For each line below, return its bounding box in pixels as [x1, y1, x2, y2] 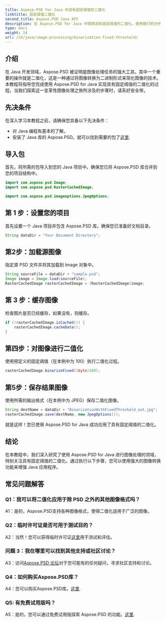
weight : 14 [5, 30, 28, 35]
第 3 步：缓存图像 [5, 296, 58, 304]
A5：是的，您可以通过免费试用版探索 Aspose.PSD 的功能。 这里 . [5, 612, 135, 618]
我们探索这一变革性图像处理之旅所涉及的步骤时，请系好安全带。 [18, 87, 148, 93]
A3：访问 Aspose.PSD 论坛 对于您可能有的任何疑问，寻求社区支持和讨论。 [5, 559, 154, 566]
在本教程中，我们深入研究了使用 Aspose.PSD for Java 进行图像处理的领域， [5, 451, 159, 457]
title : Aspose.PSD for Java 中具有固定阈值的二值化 [5, 7, 106, 12]
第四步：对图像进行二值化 [5, 344, 83, 352]
